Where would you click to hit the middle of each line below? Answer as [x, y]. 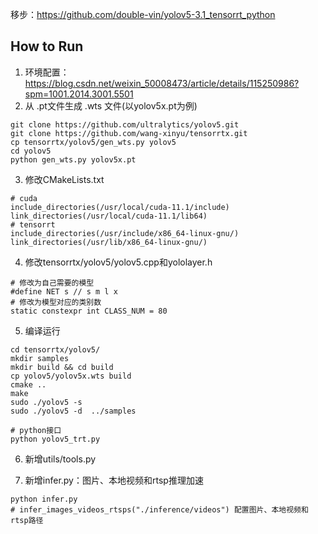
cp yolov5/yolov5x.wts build [71, 376]
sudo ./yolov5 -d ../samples [73, 411]
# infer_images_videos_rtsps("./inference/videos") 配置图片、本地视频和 [159, 509]
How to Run [47, 46]
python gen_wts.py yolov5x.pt [73, 159]
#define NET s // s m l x [64, 291]
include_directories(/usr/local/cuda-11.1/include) [120, 207]
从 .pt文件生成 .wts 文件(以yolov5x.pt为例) [111, 105]
